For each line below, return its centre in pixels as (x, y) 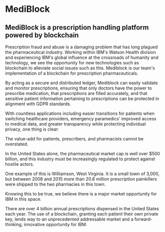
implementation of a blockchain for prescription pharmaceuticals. (72, 73)
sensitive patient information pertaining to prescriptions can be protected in (82, 98)
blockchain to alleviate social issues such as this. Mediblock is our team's (80, 68)
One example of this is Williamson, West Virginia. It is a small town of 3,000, (82, 174)
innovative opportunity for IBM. (56, 224)
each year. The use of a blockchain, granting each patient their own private (82, 214)
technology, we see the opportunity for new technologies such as (72, 63)
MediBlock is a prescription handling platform (77, 27)
